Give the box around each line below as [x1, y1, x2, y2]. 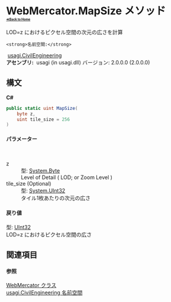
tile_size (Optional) [6, 180, 51, 187]
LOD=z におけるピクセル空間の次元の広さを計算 [6, 28, 123, 35]
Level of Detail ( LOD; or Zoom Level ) [21, 174, 112, 181]
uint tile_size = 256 [17, 116, 70, 122]
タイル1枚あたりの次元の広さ [21, 194, 91, 202]
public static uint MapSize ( [6, 105, 78, 111]
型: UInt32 [6, 223, 31, 230]
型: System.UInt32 [21, 187, 66, 194]
